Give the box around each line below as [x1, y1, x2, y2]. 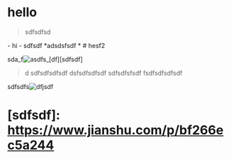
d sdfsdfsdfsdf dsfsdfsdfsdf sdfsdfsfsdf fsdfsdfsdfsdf [24, 69, 183, 77]
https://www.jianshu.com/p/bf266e [7, 122, 224, 139]
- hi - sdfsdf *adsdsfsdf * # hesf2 [7, 41, 106, 49]
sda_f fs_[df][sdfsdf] [7, 54, 83, 64]
